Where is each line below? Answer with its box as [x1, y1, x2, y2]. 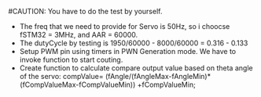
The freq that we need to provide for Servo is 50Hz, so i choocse [19, 22, 230, 31]
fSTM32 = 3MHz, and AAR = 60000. [19, 31, 138, 39]
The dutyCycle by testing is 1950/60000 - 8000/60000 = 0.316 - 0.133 [19, 38, 248, 48]
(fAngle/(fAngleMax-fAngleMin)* [105, 72, 211, 81]
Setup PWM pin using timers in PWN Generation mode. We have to [19, 47, 237, 56]
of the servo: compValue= [19, 72, 104, 81]
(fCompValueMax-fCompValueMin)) [19, 80, 136, 89]
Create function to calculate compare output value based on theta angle [19, 63, 253, 73]
